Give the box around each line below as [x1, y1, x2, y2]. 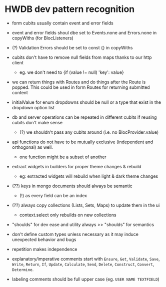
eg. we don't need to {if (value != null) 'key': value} [19, 69, 124, 75]
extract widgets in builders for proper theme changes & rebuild [11, 163, 141, 169]
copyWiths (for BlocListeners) [11, 35, 73, 41]
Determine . [11, 266, 34, 273]
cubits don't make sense [11, 119, 63, 125]
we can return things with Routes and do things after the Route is [11, 79, 146, 85]
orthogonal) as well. [11, 144, 53, 150]
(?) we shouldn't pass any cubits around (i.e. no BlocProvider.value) [19, 129, 159, 135]
